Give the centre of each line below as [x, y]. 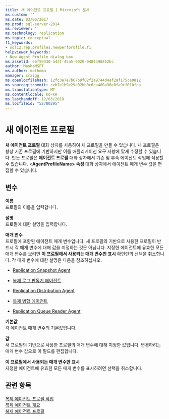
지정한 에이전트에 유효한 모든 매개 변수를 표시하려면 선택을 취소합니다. [74, 368]
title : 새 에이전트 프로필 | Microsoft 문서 [47, 10]
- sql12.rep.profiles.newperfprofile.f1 [48, 47]
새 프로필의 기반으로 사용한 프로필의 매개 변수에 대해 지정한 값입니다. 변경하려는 [83, 345]
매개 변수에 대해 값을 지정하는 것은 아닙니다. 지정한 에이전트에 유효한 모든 [92, 247]
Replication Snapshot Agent [41, 270]
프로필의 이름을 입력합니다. [32, 207]
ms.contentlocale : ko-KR [31, 94]
